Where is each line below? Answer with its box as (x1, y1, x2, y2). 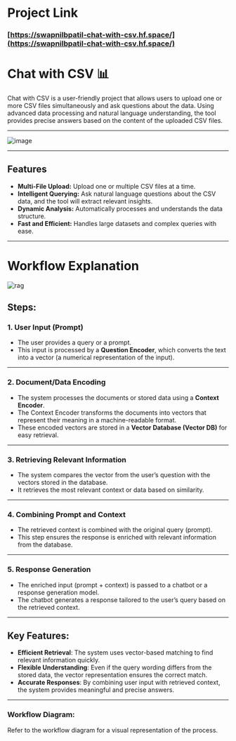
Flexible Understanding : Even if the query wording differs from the (17, 663, 212, 672)
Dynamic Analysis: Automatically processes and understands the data (17, 204, 223, 213)
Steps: (7, 302, 37, 314)
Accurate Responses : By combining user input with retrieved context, (17, 679, 221, 687)
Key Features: (7, 630, 70, 642)
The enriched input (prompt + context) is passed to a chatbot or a (17, 580, 208, 589)
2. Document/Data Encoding (7, 378, 106, 387)
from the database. (17, 540, 73, 549)
